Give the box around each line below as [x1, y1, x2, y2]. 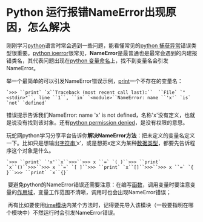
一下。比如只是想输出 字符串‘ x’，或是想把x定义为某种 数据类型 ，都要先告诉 [6, 139, 190, 146]
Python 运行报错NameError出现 [6, 5, 166, 19]
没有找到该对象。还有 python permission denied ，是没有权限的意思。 [16, 119, 188, 126]
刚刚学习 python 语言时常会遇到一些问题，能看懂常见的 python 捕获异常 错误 [6, 42, 191, 49]
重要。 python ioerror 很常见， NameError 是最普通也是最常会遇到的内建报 [16, 49, 198, 56]
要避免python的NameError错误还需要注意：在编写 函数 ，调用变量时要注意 [7, 181, 191, 188]
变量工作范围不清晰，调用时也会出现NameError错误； [38, 188, 171, 195]
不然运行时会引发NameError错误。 [32, 209, 119, 216]
